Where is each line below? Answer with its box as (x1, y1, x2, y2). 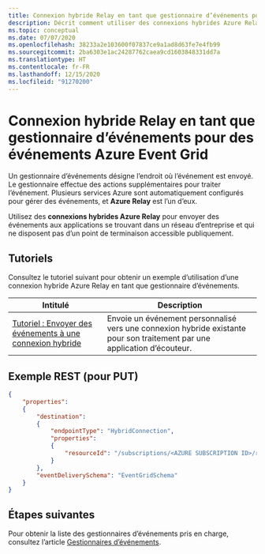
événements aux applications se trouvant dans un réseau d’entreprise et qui (8, 220, 255, 230)
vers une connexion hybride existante (106, 323, 247, 334)
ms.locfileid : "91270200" (8, 77, 93, 85)
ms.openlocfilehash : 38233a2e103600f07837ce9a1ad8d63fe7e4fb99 (8, 41, 221, 49)
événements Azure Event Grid (8, 145, 209, 163)
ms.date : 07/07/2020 (8, 33, 77, 42)
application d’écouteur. (106, 343, 192, 354)
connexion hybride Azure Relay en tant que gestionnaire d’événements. (8, 281, 241, 291)
